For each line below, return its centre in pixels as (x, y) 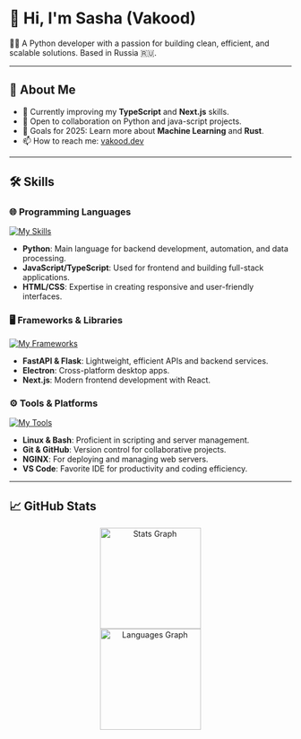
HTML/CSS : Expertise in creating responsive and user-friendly (138, 287)
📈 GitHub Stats (53, 506)
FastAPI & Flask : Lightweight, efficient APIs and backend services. (145, 361)
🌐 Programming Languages (70, 212)
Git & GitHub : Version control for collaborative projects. (124, 450)
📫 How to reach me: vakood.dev (83, 141)
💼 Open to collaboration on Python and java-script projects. (132, 121)
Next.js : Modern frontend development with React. (116, 380)
